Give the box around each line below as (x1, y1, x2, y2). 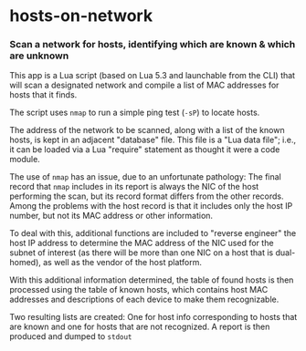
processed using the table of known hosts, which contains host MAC (9, 284, 269, 295)
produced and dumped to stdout (9, 331, 132, 342)
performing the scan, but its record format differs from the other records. (9, 191, 285, 201)
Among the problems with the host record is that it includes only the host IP (9, 201, 293, 212)
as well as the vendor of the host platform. (42, 257, 203, 268)
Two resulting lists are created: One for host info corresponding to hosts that (9, 312, 298, 323)
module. (9, 154, 41, 165)
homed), (9, 257, 41, 268)
